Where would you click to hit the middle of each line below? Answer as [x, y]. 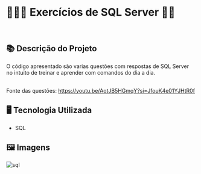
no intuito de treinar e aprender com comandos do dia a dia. [81, 72]
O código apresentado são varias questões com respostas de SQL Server [97, 66]
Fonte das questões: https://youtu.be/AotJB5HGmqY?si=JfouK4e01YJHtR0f [101, 90]
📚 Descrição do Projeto [52, 48]
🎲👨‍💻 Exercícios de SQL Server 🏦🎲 [91, 12]
